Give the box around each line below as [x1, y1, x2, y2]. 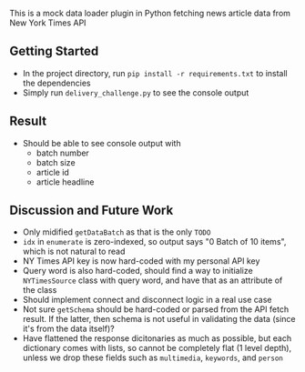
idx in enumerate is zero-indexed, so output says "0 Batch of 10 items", [22, 236, 287, 247]
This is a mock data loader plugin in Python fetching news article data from [9, 8, 291, 18]
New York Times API [9, 17, 86, 28]
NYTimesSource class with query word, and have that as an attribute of [22, 275, 283, 286]
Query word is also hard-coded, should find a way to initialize [22, 266, 253, 276]
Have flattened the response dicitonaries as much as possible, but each [22, 333, 292, 344]
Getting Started [9, 44, 99, 59]
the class [22, 285, 57, 296]
